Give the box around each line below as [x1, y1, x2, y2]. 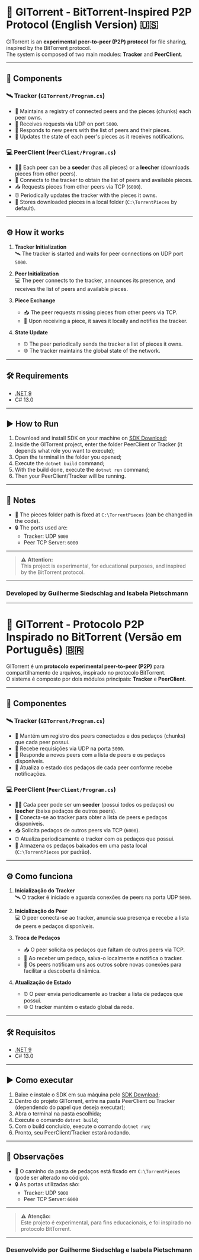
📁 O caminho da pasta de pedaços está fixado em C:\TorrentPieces [14, 1167, 181, 1174]
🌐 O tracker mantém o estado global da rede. [23, 1004, 134, 1011]
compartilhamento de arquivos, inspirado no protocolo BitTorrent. [6, 669, 166, 676]
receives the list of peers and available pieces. [14, 285, 129, 292]
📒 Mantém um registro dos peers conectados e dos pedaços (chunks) [14, 732, 186, 739]
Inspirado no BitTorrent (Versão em [6, 630, 182, 644]
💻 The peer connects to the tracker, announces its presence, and [14, 277, 176, 284]
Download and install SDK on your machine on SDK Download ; [14, 434, 168, 442]
